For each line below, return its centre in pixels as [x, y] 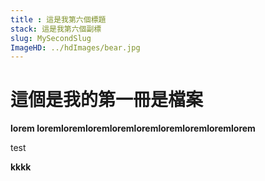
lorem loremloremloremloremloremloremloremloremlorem [133, 128]
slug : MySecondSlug [51, 38]
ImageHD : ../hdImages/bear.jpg [75, 47]
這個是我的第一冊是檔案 [107, 100]
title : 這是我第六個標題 [58, 19]
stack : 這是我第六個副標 [56, 29]
